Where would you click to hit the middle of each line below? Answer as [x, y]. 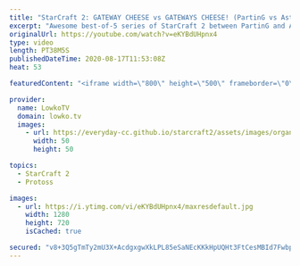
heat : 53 [25, 68]
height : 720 [47, 223]
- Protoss [35, 182]
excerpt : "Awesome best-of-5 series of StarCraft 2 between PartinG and [147, 26]
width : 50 [51, 141]
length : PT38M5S [39, 51]
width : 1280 [47, 215]
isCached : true [54, 232]
